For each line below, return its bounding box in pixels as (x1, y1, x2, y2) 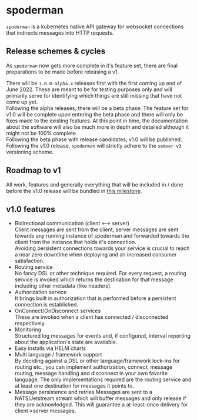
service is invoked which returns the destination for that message (14, 276, 173, 283)
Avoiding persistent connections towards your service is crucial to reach (14, 245, 190, 252)
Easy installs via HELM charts (14, 345, 86, 352)
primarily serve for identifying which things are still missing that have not (6, 92, 182, 99)
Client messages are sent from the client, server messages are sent (14, 226, 179, 233)
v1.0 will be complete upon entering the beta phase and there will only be (6, 111, 183, 118)
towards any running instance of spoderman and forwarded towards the (14, 232, 189, 239)
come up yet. (6, 98, 38, 105)
